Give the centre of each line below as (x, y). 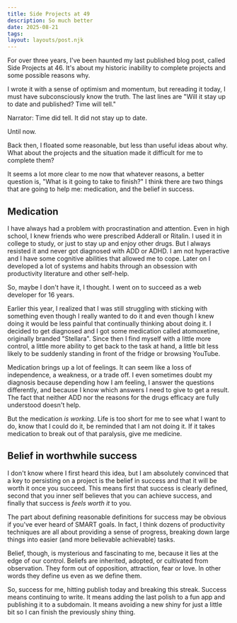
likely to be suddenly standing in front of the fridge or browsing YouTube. (114, 353)
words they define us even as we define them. (75, 576)
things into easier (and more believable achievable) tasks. (91, 539)
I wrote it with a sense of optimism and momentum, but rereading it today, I (117, 89)
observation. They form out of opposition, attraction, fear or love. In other (114, 568)
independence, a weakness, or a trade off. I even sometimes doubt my (110, 375)
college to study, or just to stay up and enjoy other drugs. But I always (109, 243)
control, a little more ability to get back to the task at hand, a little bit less (113, 346)
